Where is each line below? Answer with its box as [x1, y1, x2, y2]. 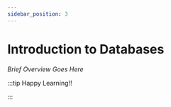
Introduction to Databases [7, 41, 165, 57]
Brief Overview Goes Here [7, 65, 84, 73]
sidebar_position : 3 [7, 10, 69, 18]
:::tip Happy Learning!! [7, 78, 72, 87]
